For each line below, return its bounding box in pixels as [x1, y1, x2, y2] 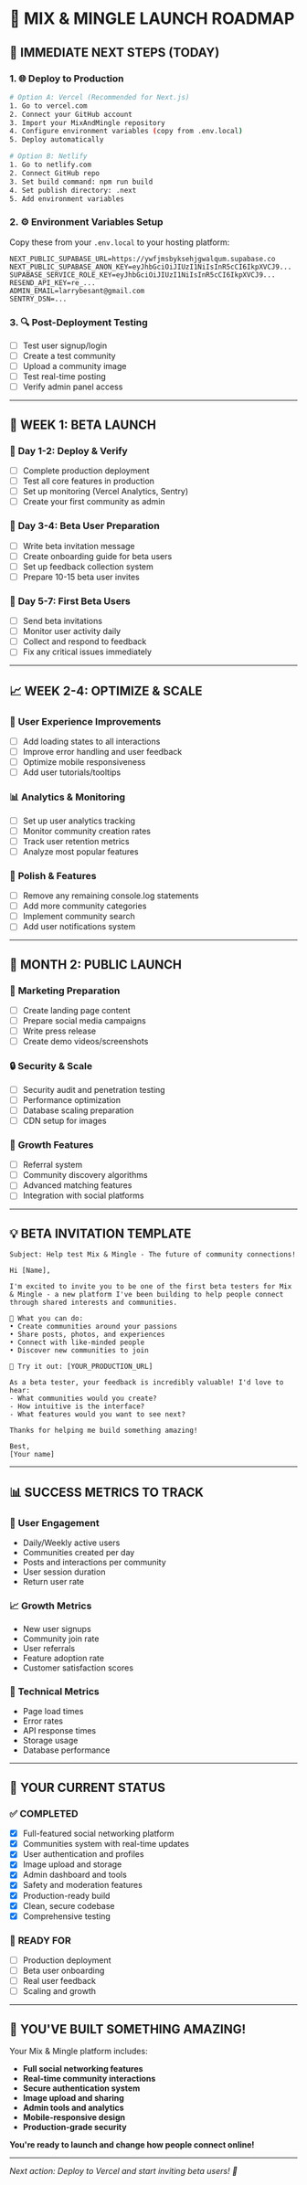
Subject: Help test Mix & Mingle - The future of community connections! [9, 1250, 297, 1259]
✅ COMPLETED [9, 1807, 79, 1819]
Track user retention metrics [22, 835, 130, 846]
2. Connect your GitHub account [9, 110, 132, 119]
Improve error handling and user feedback [22, 747, 183, 758]
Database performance [22, 1745, 111, 1755]
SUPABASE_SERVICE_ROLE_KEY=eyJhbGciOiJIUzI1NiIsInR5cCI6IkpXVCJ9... [9, 270, 276, 280]
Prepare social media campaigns [22, 1015, 146, 1026]
